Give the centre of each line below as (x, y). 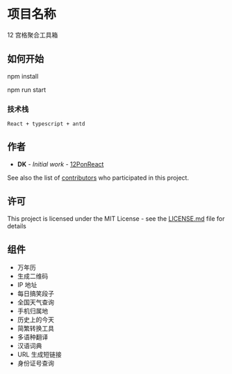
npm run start (27, 89)
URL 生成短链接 (40, 354)
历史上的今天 (35, 320)
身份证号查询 (35, 364)
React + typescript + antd (46, 124)
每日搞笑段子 (35, 294)
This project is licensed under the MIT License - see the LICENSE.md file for (116, 218)
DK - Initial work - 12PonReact (60, 164)
